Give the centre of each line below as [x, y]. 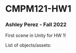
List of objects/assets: [28, 45]
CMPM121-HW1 [38, 9]
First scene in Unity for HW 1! [36, 35]
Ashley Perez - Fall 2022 [36, 25]
